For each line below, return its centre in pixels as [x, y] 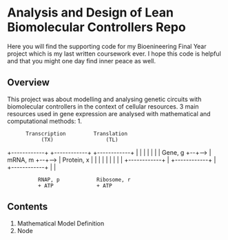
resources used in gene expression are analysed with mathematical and [109, 113]
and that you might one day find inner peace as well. [82, 61]
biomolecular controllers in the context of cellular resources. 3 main [103, 106]
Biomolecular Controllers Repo [96, 27]
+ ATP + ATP [75, 186]
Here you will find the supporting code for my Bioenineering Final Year [107, 46]
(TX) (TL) [80, 140]
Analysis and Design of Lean [91, 13]
